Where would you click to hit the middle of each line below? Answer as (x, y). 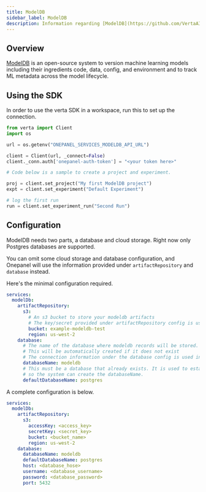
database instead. (28, 271)
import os (19, 133)
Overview (25, 48)
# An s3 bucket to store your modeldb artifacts (92, 317)
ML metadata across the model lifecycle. (58, 76)
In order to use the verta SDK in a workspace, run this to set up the (91, 110)
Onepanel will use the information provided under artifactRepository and (100, 265)
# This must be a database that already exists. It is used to (105, 369)
